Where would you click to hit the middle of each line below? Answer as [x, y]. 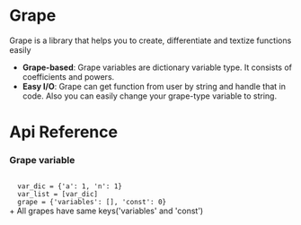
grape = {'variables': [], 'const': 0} [92, 203]
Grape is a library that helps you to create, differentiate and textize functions [150, 40]
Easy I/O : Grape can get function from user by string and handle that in [154, 86]
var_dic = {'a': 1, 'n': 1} [70, 186]
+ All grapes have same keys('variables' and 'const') [106, 211]
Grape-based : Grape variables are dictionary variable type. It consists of [157, 67]
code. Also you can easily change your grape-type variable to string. [149, 96]
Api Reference [64, 132]
